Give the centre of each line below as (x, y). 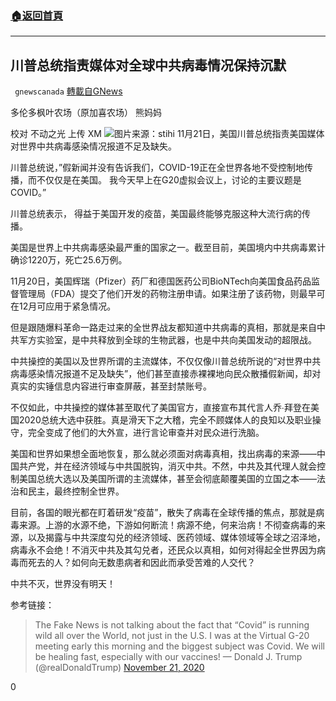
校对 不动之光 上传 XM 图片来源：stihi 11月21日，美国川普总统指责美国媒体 (167, 134)
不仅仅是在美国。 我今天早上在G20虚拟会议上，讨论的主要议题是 (169, 180)
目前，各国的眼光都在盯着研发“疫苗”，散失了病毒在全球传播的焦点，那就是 (163, 513)
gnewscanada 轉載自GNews (68, 91)
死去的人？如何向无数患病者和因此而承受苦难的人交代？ (141, 563)
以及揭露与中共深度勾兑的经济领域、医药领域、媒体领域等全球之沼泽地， (176, 538)
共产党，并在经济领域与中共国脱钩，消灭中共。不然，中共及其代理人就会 (167, 466)
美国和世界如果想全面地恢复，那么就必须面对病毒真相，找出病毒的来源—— (163, 454)
